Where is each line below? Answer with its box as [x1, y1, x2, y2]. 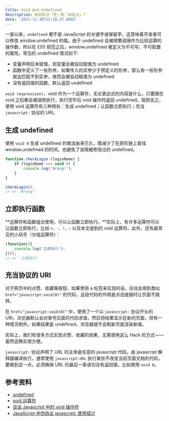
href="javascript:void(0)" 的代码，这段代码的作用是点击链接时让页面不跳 [5, 292, 160, 298]
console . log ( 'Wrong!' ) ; [23, 166, 73, 171]
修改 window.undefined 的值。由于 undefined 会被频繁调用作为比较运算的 [9, 37, 162, 43]
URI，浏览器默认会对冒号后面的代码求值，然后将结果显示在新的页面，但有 [5, 315, 158, 321]
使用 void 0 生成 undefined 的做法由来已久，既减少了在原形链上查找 [5, 140, 146, 147]
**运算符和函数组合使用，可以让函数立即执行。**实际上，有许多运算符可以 [5, 219, 160, 225]
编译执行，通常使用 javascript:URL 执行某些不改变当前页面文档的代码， [14, 355, 163, 361]
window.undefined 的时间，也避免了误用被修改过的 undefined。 [5, 147, 137, 153]
